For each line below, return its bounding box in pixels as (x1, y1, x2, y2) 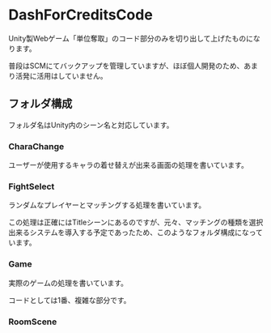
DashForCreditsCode (8, 6, 154, 24)
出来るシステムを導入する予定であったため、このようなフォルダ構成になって (8, 228, 263, 237)
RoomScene (8, 316, 57, 327)
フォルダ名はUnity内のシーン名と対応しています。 (8, 120, 174, 130)
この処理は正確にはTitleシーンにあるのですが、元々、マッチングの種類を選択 (8, 217, 264, 228)
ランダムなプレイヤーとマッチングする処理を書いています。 (8, 200, 206, 210)
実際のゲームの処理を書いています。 (8, 278, 128, 288)
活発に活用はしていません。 (15, 70, 108, 80)
